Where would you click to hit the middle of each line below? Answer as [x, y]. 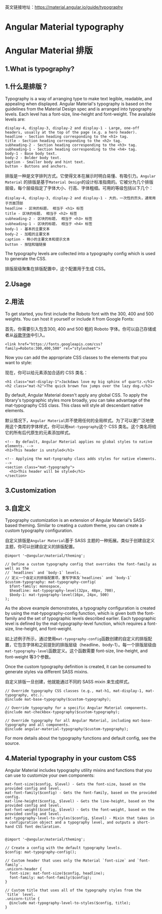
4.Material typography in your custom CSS [71, 759]
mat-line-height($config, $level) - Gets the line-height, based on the [80, 801]
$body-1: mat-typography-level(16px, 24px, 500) [59, 595]
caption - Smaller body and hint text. [45, 162]
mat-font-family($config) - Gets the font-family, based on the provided [81, 793]
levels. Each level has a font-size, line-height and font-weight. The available [80, 114]
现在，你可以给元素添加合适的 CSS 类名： [47, 372]
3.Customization [31, 490]
